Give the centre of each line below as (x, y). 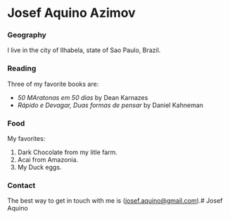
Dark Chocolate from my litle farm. (68, 152)
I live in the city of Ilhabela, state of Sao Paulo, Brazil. (84, 50)
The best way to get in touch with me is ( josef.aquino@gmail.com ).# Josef (115, 201)
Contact (21, 186)
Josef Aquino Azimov (71, 13)
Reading (22, 68)
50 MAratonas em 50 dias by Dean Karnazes (83, 97)
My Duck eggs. (39, 168)
